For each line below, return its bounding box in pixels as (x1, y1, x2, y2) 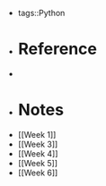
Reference (17, 39, 97, 59)
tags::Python (17, 8, 66, 18)
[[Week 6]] (17, 167, 58, 178)
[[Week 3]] (17, 139, 58, 149)
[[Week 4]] (17, 148, 58, 159)
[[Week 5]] (17, 157, 58, 168)
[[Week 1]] (17, 129, 57, 139)
